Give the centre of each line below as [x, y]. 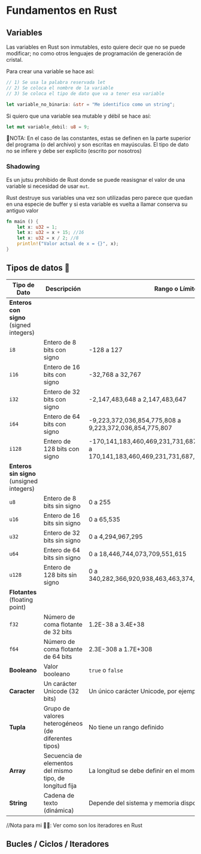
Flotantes [23, 592]
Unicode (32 [61, 691]
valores [54, 716]
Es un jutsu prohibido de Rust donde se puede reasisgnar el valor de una [96, 179]
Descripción [63, 289]
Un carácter [60, 684]
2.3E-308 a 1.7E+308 [121, 649]
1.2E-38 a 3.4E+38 [117, 624]
